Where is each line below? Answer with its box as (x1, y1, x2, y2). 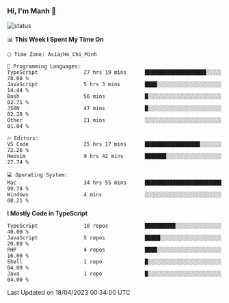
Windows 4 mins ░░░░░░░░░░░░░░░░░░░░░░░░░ (7, 192, 222, 198)
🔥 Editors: (7, 135, 39, 142)
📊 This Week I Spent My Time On (7, 36, 104, 44)
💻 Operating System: (7, 172, 68, 179)
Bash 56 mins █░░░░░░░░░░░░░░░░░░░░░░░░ (7, 93, 222, 100)
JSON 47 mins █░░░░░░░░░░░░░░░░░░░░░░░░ (7, 105, 222, 112)
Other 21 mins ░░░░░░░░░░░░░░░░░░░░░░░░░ (7, 117, 222, 124)
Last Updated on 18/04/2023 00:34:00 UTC (7, 289, 131, 297)
